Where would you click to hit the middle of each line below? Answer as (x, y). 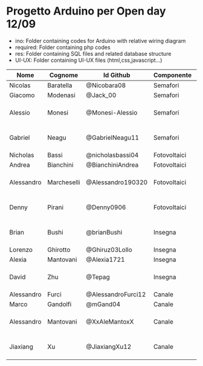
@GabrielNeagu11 (113, 138)
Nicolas (20, 85)
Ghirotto (59, 250)
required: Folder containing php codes (63, 47)
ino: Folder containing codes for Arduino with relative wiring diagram (100, 41)
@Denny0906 (106, 207)
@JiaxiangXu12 (109, 347)
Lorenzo (21, 250)
